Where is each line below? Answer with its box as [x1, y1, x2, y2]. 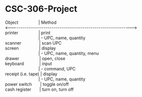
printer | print [5, 30, 51, 35]
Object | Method [5, 19, 57, 25]
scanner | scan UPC [5, 40, 62, 46]
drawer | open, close [5, 55, 65, 61]
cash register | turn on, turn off [5, 86, 74, 92]
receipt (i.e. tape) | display [5, 71, 58, 77]
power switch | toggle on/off [5, 81, 69, 87]
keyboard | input [5, 61, 52, 66]
